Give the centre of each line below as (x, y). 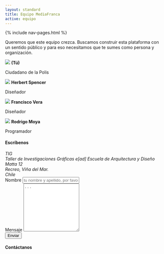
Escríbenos (17, 142)
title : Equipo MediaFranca (33, 14)
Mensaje (14, 229)
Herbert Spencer (29, 83)
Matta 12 (14, 164)
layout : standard (23, 10)
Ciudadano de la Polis (27, 72)
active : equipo (21, 19)
